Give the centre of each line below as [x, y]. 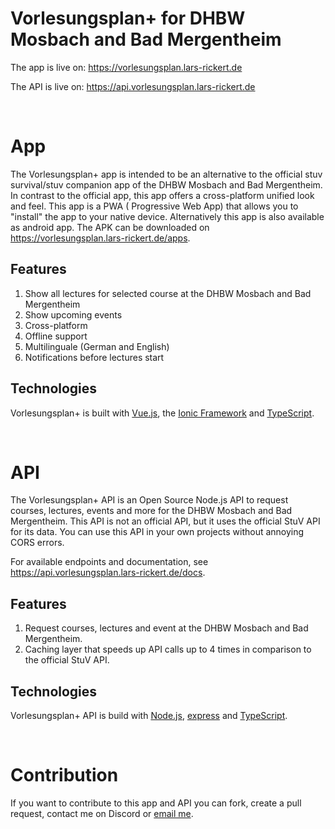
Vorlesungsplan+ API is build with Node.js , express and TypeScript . [149, 716]
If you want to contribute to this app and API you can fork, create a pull [156, 803]
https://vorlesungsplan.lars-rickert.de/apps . [100, 238]
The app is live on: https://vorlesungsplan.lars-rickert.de [126, 67]
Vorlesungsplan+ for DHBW [128, 18]
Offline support [56, 336]
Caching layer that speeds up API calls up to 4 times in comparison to [168, 649]
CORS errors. [37, 543]
